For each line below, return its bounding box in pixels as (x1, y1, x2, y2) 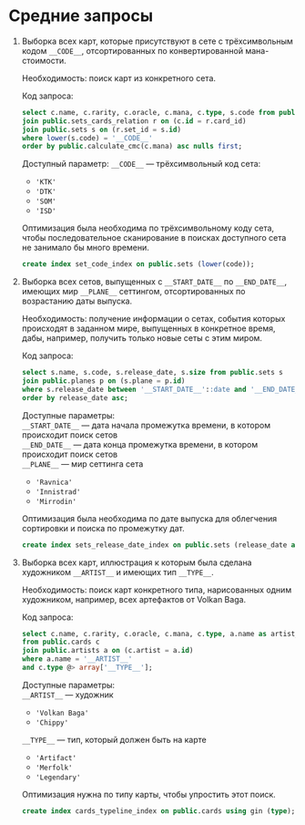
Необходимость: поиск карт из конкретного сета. (21, 72, 216, 83)
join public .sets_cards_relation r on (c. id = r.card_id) (21, 116, 247, 126)
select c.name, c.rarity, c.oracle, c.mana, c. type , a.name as (21, 629, 268, 638)
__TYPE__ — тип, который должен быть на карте (21, 734, 207, 745)
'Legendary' (35, 772, 81, 782)
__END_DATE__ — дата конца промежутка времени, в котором (21, 438, 259, 449)
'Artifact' (35, 753, 77, 762)
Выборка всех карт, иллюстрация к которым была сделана (21, 557, 252, 568)
